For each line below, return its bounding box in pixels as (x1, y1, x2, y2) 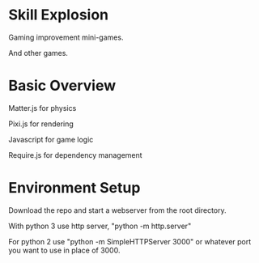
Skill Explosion (8, 6, 109, 24)
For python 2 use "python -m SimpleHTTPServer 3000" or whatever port (8, 236, 252, 246)
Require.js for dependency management (8, 150, 143, 159)
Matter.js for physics (8, 103, 77, 112)
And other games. (8, 48, 69, 57)
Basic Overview (8, 77, 117, 95)
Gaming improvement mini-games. (8, 32, 124, 42)
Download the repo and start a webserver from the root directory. (8, 205, 227, 215)
